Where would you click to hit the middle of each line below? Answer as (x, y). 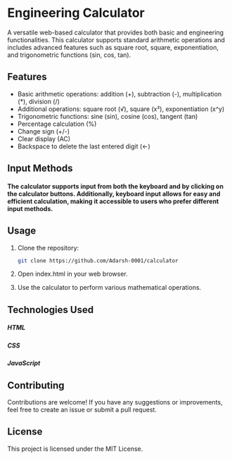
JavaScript (24, 363)
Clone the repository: (48, 248)
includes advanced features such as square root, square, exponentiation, (113, 47)
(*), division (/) (38, 101)
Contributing (36, 385)
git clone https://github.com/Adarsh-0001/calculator (98, 261)
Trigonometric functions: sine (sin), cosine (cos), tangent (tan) (108, 116)
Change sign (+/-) (44, 131)
